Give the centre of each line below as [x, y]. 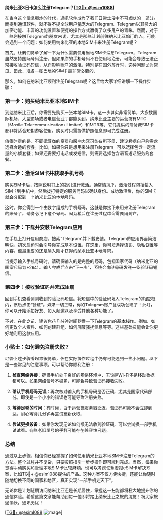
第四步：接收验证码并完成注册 [40, 287]
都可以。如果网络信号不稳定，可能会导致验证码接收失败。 [69, 381]
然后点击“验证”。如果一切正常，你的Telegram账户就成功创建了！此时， [84, 305]
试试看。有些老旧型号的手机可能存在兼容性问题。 [61, 430]
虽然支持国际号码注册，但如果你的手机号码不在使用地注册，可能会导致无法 [79, 59]
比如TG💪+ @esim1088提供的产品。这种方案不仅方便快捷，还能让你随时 [84, 474]
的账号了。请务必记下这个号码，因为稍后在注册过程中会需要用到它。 [73, 213]
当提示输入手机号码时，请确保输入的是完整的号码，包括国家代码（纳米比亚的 [81, 261]
